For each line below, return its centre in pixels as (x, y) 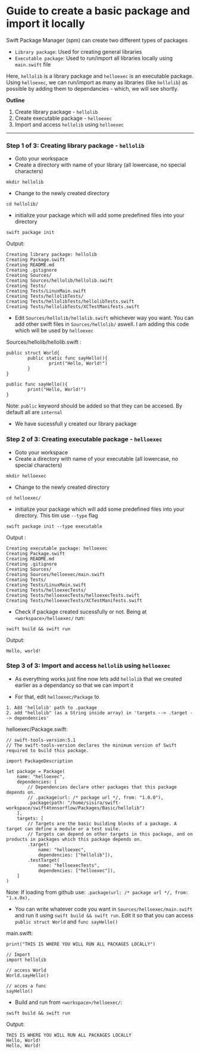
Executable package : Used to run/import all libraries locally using (94, 58)
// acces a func (26, 986)
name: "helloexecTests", (69, 865)
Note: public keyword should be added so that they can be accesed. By (94, 406)
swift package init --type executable (54, 526)
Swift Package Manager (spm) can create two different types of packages (97, 40)
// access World (26, 970)
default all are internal (34, 412)
